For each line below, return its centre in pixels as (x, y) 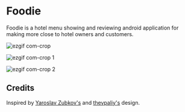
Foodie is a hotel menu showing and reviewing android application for (92, 28)
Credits (20, 88)
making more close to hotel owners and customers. (70, 34)
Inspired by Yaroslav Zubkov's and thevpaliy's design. (73, 102)
